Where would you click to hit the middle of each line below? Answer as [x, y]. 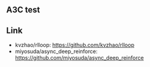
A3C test [23, 10]
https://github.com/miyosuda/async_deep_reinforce [79, 58]
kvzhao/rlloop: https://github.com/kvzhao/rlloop [74, 45]
